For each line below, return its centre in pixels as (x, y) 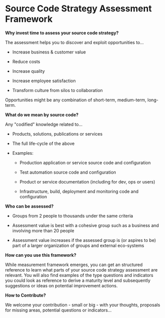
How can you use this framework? (41, 255)
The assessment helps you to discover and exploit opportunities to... (75, 42)
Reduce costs (26, 61)
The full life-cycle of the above (43, 143)
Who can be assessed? (29, 206)
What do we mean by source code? (42, 115)
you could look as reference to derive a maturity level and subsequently (78, 280)
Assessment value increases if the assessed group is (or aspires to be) (84, 240)
